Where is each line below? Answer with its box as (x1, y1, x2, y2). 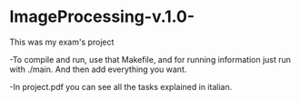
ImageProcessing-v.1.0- (9, 6, 195, 27)
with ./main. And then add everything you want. (9, 64, 187, 75)
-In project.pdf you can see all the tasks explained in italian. (9, 81, 233, 92)
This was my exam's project (9, 36, 115, 47)
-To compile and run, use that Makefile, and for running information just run (9, 54, 292, 65)
